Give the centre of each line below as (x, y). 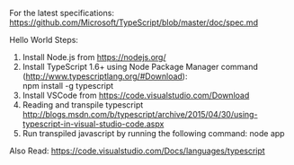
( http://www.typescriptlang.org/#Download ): (105, 76)
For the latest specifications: (62, 13)
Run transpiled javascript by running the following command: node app (153, 133)
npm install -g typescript (68, 86)
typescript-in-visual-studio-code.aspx (93, 124)
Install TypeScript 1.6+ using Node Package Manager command (140, 67)
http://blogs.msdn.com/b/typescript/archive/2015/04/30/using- (140, 114)
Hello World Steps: (44, 40)
